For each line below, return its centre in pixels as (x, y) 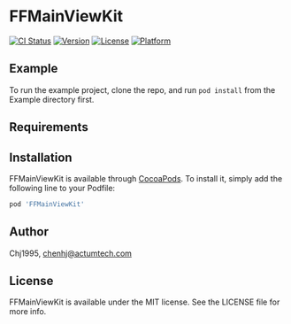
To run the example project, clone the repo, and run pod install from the (142, 89)
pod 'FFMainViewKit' (47, 204)
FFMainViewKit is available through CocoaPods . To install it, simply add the (146, 178)
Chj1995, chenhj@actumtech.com (71, 253)
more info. (28, 312)
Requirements (49, 127)
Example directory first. (52, 99)
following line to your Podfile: (62, 188)
